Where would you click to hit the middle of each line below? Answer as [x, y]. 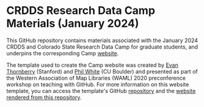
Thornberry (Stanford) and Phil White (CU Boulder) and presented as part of [102, 71]
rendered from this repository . [44, 97]
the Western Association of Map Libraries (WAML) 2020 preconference [96, 78]
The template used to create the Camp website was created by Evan [93, 65]
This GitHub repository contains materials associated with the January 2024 [102, 40]
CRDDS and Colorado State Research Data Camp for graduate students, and [102, 47]
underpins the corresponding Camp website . [63, 53]
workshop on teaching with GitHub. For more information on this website [98, 84]
